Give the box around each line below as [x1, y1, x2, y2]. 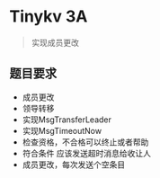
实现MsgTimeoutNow [22, 125, 102, 136]
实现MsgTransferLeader [22, 114, 112, 125]
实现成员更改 [31, 37, 79, 48]
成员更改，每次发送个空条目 [22, 159, 126, 170]
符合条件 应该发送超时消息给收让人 [22, 147, 151, 158]
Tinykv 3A [9, 6, 88, 27]
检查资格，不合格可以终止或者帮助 [22, 137, 149, 147]
